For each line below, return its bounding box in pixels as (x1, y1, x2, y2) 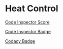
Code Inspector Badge (5, 28, 51, 34)
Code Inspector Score (5, 19, 50, 25)
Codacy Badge (5, 38, 35, 44)
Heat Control (5, 3, 59, 14)
